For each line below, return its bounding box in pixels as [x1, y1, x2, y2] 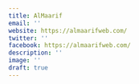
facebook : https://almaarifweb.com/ [8, 42, 131, 50]
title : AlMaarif [8, 11, 63, 20]
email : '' [8, 19, 42, 27]
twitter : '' [8, 34, 48, 42]
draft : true [8, 64, 48, 72]
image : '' [8, 57, 42, 65]
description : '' [8, 49, 63, 57]
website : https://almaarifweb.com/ [8, 26, 128, 34]
